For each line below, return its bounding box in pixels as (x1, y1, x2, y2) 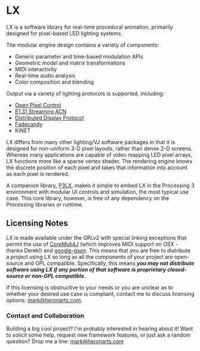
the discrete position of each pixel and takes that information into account (6, 164, 188, 171)
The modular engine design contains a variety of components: (6, 41, 159, 48)
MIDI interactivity (14, 65, 57, 72)
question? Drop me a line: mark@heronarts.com (6, 338, 124, 345)
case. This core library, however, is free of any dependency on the (6, 194, 170, 202)
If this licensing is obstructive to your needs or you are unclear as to (6, 283, 173, 291)
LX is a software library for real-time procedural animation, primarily (6, 23, 173, 30)
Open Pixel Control (14, 101, 61, 108)
